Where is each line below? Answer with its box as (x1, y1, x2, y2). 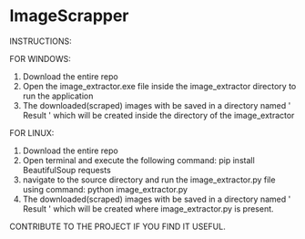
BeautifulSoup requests (22, 164, 111, 175)
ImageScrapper (9, 5, 129, 26)
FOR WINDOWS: (9, 53, 71, 64)
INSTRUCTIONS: (9, 36, 72, 47)
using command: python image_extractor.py (22, 183, 188, 194)
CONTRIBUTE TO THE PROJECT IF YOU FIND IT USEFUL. (9, 221, 226, 232)
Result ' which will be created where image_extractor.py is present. (22, 203, 275, 214)
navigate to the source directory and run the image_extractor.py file (22, 174, 276, 185)
